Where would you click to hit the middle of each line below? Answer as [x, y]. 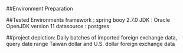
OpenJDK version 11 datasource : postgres [58, 26]
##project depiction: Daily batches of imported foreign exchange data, [92, 37]
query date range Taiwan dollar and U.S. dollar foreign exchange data [91, 44]
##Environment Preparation [40, 9]
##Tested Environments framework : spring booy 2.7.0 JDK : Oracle [88, 20]
